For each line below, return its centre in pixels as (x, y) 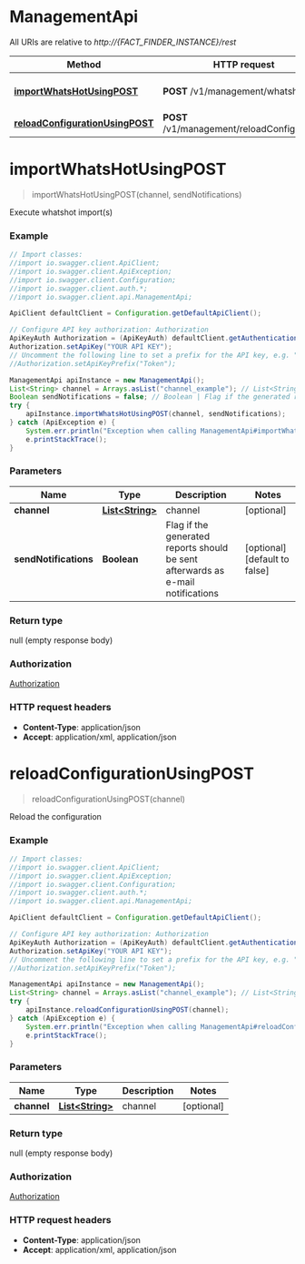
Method (84, 64)
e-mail (180, 582)
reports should (197, 547)
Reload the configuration (56, 816)
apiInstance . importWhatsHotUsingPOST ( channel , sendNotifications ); (156, 414)
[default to (267, 559)
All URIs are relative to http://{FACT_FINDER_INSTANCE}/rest (123, 42)
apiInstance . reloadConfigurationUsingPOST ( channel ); (128, 1010)
